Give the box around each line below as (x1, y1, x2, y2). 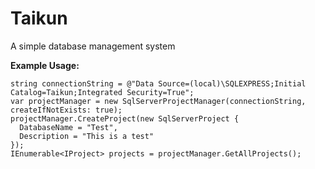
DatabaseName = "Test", (19, 122, 118, 132)
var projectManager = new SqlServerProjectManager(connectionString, (10, 96, 307, 106)
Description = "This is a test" (19, 131, 155, 141)
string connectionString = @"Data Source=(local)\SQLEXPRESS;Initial (10, 78, 307, 89)
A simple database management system (10, 40, 176, 52)
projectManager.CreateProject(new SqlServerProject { (10, 113, 240, 124)
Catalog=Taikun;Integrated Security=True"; (10, 87, 195, 97)
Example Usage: (10, 59, 80, 71)
